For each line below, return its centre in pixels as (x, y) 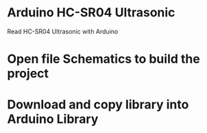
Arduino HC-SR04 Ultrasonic (91, 13)
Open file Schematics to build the (103, 59)
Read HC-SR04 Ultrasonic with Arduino (63, 31)
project (28, 74)
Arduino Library (53, 119)
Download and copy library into (98, 105)
